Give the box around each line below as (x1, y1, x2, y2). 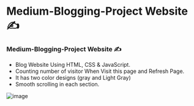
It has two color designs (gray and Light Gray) (15, 74, 132, 81)
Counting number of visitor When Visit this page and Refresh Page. (15, 67, 185, 75)
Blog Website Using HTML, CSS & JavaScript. (15, 61, 130, 69)
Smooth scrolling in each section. (15, 81, 100, 88)
